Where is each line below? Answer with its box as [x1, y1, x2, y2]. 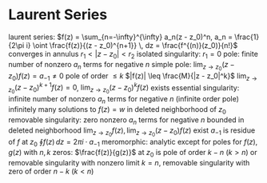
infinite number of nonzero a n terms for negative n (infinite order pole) [8, 94, 240, 105]
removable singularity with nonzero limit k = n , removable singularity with [8, 157, 250, 167]
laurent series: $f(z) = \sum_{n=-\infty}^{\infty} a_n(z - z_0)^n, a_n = [8, 32, 233, 42]
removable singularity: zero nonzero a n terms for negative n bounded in [8, 115, 245, 126]
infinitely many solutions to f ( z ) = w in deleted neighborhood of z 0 [8, 105, 226, 117]
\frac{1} [234, 32, 260, 42]
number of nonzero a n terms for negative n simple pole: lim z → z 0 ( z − [8, 59, 235, 72]
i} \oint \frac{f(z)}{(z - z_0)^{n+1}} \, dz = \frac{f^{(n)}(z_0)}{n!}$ [26, 40, 238, 50]
